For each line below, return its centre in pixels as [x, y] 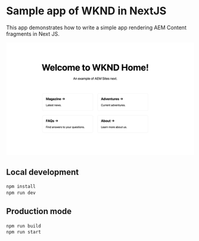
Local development [43, 172]
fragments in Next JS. [33, 33]
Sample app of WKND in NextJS [86, 11]
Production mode [39, 211]
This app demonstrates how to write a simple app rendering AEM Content [96, 27]
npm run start [24, 232]
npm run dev [21, 193]
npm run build [24, 226]
